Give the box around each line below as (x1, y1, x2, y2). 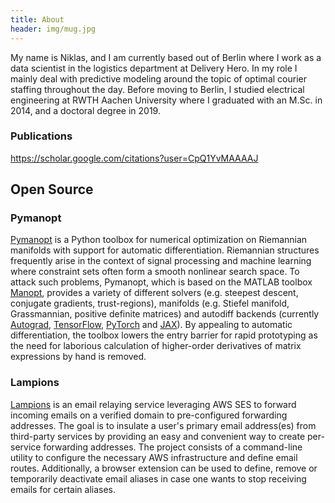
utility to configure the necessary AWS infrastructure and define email (10, 451, 298, 463)
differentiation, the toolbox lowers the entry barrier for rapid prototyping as (10, 329, 318, 341)
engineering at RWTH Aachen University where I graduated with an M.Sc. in (10, 94, 323, 106)
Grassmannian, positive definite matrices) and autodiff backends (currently (10, 308, 320, 320)
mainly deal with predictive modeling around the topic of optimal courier (10, 72, 307, 85)
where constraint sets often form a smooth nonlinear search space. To (10, 266, 300, 278)
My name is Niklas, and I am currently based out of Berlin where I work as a (10, 51, 322, 63)
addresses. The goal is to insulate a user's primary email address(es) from (10, 419, 317, 431)
